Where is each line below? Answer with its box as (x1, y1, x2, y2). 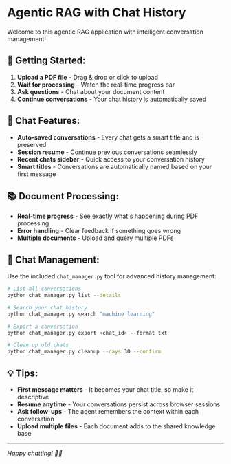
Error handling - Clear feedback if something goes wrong (16, 227, 181, 235)
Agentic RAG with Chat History (7, 5, 186, 21)
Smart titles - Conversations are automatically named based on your (16, 162, 212, 170)
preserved (16, 140, 47, 148)
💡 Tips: (7, 367, 38, 379)
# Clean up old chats (7, 342, 69, 349)
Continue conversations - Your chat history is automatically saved (16, 95, 207, 103)
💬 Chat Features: (7, 115, 80, 126)
